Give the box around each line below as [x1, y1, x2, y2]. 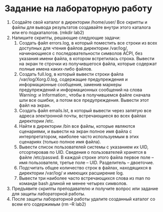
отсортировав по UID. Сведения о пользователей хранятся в [19, 149, 146, 155]
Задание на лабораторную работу [4, 3, 153, 14]
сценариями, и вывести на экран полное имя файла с [19, 128, 132, 134]
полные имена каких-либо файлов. [19, 66, 93, 71]
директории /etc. [19, 118, 55, 124]
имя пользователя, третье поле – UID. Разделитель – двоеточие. [19, 160, 154, 165]
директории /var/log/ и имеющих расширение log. [19, 170, 124, 176]
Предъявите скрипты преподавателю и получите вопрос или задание [11, 186, 159, 191]
